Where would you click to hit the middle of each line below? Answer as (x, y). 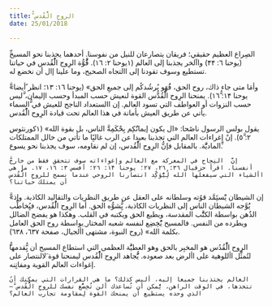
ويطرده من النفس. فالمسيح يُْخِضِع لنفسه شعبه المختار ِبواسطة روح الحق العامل (128, 222)
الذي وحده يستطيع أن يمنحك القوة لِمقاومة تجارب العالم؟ (106, 293)
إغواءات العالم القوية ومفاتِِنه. (52, 264)
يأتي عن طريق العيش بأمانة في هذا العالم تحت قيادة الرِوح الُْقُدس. (108, 112)
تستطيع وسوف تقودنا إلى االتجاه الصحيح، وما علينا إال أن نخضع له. (108, 71)
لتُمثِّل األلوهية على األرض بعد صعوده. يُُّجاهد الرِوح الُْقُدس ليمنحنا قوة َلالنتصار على (130, 256)
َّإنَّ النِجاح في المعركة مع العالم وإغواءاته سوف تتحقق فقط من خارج (124, 160)
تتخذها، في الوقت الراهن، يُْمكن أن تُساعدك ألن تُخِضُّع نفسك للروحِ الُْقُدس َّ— (131, 286)
